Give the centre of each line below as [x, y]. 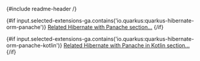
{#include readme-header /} [42, 9]
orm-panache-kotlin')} [34, 45]
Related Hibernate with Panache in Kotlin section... [127, 45]
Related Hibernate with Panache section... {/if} [106, 27]
